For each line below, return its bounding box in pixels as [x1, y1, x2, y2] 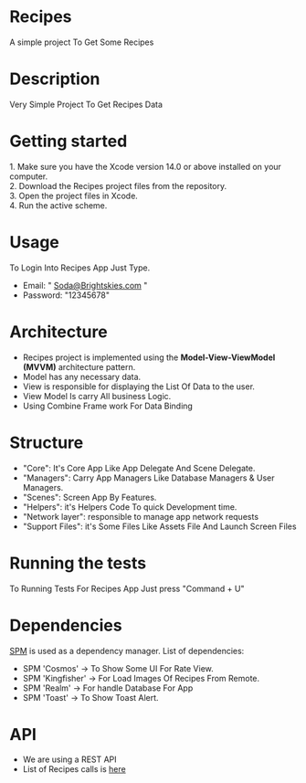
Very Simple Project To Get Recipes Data [9, 99, 163, 110]
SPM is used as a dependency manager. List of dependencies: [9, 645, 245, 656]
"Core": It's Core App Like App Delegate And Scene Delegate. [22, 462, 256, 473]
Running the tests [9, 553, 147, 573]
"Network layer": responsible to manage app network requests [22, 511, 259, 522]
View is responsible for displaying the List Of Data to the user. [22, 381, 256, 392]
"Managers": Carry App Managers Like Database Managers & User [22, 472, 275, 483]
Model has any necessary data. [22, 371, 142, 382]
